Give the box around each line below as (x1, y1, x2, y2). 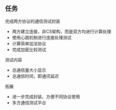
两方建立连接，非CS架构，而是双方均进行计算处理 (12, 28, 112, 34)
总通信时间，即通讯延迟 (12, 73, 59, 79)
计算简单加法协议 (12, 41, 46, 46)
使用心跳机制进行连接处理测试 (12, 34, 72, 40)
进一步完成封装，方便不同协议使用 (12, 94, 80, 99)
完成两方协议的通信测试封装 (5, 18, 60, 24)
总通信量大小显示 (12, 67, 46, 73)
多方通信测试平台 (12, 99, 46, 105)
